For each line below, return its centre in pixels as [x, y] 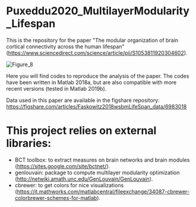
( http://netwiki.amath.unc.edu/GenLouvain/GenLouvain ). [84, 179]
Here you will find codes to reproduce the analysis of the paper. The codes [98, 76]
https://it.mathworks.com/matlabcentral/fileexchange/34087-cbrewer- [103, 191]
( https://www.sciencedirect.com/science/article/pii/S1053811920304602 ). [97, 52]
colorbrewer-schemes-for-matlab [56, 197]
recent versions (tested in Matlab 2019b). [56, 88]
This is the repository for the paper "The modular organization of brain [92, 40]
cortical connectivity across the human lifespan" [65, 47]
